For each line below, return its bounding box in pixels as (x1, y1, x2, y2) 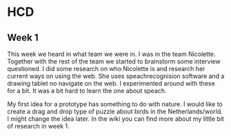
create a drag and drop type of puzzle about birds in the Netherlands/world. (7, 108, 223, 115)
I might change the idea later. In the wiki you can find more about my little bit (7, 115, 224, 123)
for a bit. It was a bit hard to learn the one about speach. (7, 87, 167, 95)
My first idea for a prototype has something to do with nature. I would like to (7, 100, 223, 108)
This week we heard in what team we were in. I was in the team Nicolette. (7, 50, 216, 58)
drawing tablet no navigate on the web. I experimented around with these (7, 79, 215, 87)
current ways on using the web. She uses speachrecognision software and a (7, 72, 225, 80)
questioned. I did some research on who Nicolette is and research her (7, 65, 205, 72)
